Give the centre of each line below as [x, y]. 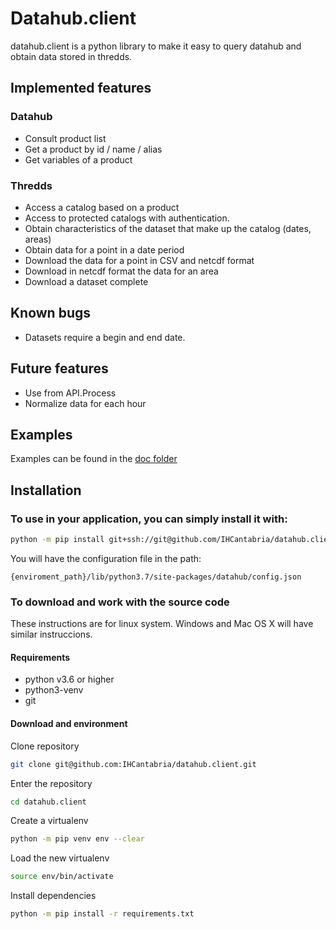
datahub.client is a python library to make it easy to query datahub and [156, 46]
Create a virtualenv [49, 821]
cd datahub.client [48, 802]
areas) [38, 239]
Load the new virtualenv [60, 858]
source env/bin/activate [62, 877]
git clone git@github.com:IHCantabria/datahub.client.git [133, 764]
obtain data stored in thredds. [71, 56]
